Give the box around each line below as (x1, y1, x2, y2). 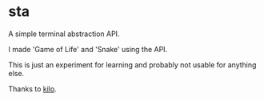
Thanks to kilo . (8, 83, 58, 94)
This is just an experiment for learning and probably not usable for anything (8, 59, 257, 70)
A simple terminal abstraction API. (8, 29, 120, 38)
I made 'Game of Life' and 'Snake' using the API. (8, 44, 168, 54)
